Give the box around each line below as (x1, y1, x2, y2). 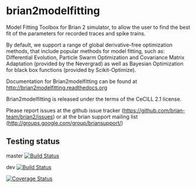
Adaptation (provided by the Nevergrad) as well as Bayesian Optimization (6, 60, 184, 67)
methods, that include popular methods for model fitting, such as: (6, 47, 165, 54)
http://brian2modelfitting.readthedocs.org (6, 84, 108, 91)
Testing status (6, 137, 60, 147)
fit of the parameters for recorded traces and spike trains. (6, 29, 146, 37)
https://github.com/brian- (123, 107, 185, 114)
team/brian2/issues (6, 113, 53, 120)
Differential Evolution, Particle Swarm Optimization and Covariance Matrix (6, 54, 185, 61)
